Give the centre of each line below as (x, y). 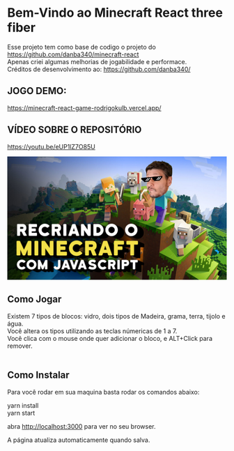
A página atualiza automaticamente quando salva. (79, 440)
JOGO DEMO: (37, 91)
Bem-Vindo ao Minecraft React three (115, 13)
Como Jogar (34, 299)
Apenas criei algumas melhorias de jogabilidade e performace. (97, 61)
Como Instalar (38, 375)
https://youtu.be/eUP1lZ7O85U (51, 146)
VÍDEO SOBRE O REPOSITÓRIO (75, 130)
